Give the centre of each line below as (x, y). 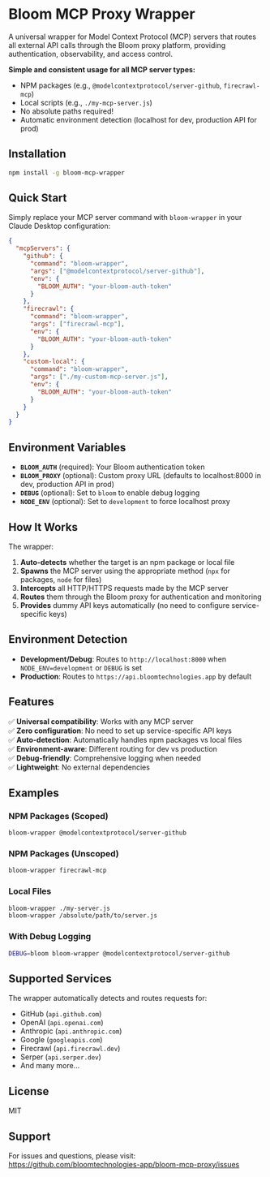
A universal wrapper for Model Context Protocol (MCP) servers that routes (133, 37)
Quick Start (38, 198)
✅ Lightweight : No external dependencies (79, 767)
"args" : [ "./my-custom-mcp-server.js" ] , (99, 377)
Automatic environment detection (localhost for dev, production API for (139, 119)
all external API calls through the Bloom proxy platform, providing (117, 45)
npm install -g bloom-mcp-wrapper (67, 172)
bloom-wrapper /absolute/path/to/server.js (83, 916)
